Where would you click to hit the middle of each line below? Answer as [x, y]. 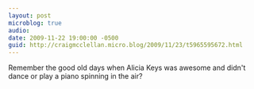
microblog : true [35, 23]
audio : [19, 30]
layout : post [30, 15]
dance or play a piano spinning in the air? [75, 76]
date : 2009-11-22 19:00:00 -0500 [63, 38]
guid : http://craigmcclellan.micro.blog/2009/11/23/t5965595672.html [126, 45]
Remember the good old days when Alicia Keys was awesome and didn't [127, 68]
